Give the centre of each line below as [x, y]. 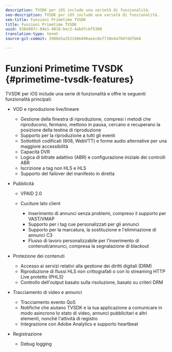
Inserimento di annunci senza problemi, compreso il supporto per [97, 213]
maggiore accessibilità [44, 146]
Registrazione [27, 334]
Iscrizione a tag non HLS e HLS [53, 168]
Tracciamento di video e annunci [47, 292]
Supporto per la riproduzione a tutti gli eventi [68, 135]
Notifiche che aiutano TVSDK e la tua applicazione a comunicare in [91, 307]
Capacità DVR [35, 151]
